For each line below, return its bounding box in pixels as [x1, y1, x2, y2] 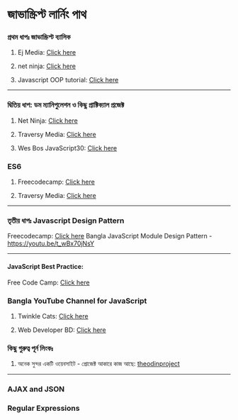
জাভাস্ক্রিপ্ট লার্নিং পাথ [7, 6, 87, 23]
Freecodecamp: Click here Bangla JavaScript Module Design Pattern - [7, 232, 212, 241]
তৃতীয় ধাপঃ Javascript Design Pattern [7, 216, 125, 226]
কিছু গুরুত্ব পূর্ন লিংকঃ [7, 343, 54, 353]
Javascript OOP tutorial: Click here [17, 76, 119, 84]
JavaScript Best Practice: [7, 262, 84, 270]
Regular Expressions [7, 404, 80, 414]
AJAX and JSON [7, 385, 65, 394]
